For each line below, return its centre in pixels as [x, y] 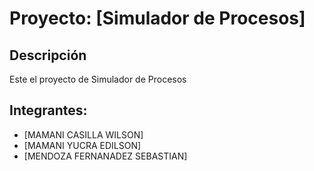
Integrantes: [48, 110]
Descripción [48, 55]
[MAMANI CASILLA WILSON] [83, 134]
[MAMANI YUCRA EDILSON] [82, 145]
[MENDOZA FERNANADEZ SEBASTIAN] [105, 156]
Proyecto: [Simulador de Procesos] [157, 18]
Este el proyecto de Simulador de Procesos [98, 79]
